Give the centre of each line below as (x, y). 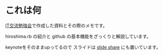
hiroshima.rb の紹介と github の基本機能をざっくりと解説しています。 (78, 36)
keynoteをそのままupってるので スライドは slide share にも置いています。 (83, 47)
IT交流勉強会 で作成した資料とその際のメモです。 (56, 25)
